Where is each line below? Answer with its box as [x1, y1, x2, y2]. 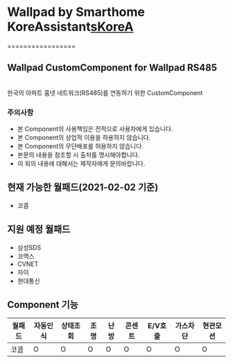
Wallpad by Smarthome [7, 4, 146, 20]
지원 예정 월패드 [7, 223, 71, 236]
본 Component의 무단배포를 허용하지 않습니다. [17, 142, 144, 150]
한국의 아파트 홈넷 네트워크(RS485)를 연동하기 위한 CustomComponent [7, 88, 203, 97]
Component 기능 [7, 299, 78, 311]
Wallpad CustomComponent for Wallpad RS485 [7, 62, 217, 73]
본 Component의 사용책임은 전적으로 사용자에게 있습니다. [17, 125, 173, 133]
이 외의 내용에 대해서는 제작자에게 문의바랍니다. [17, 159, 146, 168]
